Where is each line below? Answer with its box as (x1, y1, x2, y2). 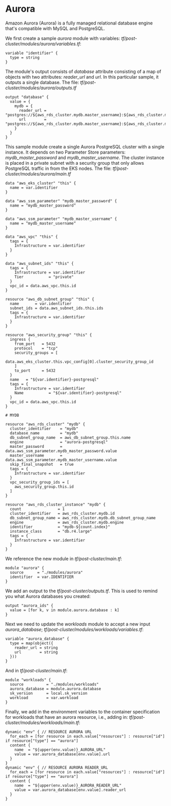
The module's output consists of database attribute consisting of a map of (5, 68, 161, 74)
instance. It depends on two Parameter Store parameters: (5, 149, 126, 155)
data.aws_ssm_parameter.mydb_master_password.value (5, 448, 117, 454)
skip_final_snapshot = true (10, 462, 74, 467)
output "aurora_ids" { (5, 603, 53, 608)
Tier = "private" (14, 274, 74, 280)
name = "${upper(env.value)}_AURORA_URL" (14, 747, 106, 752)
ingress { (10, 337, 31, 342)
